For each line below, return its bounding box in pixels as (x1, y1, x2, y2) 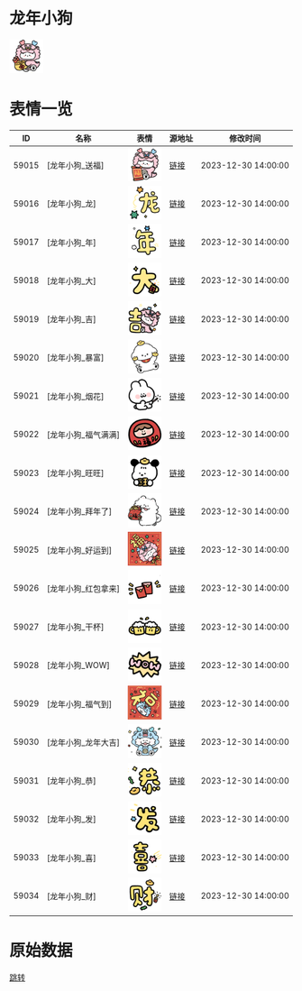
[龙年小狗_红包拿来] (46, 583, 120, 593)
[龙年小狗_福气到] (46, 698, 113, 709)
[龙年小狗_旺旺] (46, 468, 105, 479)
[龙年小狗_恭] (46, 775, 96, 786)
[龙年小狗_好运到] (46, 545, 113, 555)
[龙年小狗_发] (46, 813, 96, 825)
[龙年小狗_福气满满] (46, 429, 120, 440)
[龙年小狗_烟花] (46, 390, 105, 401)
